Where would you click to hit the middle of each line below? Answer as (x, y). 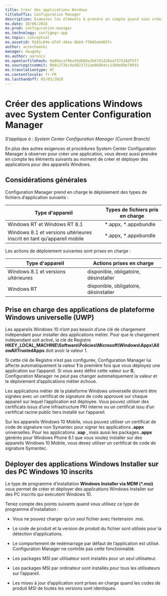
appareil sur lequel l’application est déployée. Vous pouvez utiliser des (77, 402)
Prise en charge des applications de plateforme (80, 309)
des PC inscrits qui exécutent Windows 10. (49, 494)
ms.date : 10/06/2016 (27, 24)
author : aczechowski (27, 47)
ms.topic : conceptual (28, 38)
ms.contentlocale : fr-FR (31, 75)
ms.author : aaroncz (25, 56)
